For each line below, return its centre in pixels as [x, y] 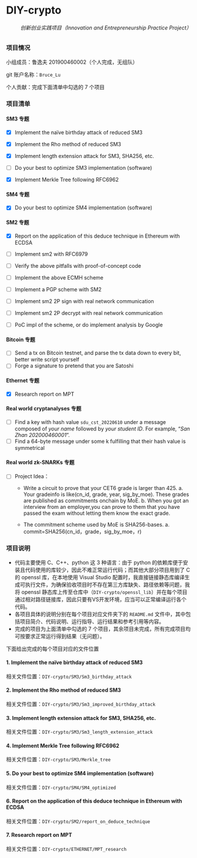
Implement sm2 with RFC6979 [51, 254]
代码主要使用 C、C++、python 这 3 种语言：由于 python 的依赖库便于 [99, 562]
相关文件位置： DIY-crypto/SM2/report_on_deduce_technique [78, 821]
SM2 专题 [18, 222]
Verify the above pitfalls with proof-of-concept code [78, 265]
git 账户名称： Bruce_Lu [33, 74]
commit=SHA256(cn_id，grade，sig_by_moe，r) [83, 532]
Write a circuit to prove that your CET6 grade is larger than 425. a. [103, 488]
